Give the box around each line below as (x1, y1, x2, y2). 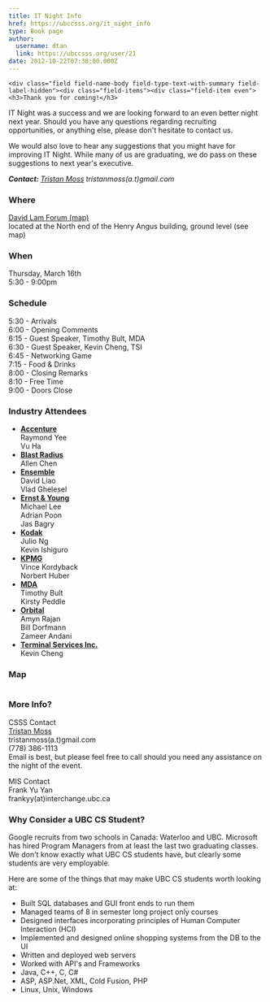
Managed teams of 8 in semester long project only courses (20, 907, 219, 917)
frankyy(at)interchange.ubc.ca (8, 793, 111, 803)
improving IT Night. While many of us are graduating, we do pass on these (8, 150, 258, 159)
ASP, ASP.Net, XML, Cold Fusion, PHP (20, 976, 148, 986)
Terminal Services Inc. (20, 640, 98, 650)
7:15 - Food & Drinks (8, 359, 76, 369)
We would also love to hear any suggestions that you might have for (8, 141, 236, 150)
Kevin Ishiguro (20, 545, 69, 555)
